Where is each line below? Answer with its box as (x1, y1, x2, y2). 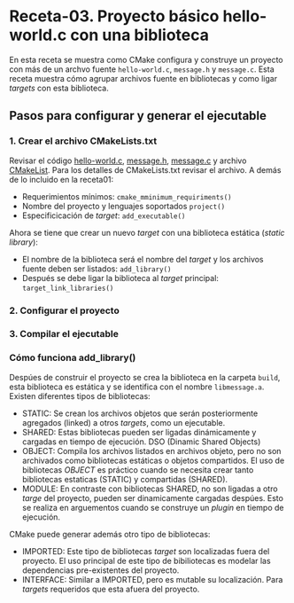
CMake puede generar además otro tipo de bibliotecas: (9, 529, 211, 539)
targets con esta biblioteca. (9, 82, 109, 93)
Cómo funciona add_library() (9, 352, 136, 364)
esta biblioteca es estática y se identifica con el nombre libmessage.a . (9, 381, 265, 392)
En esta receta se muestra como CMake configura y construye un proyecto (9, 54, 283, 65)
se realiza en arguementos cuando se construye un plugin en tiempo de (21, 502, 284, 513)
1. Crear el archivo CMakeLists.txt (9, 135, 158, 147)
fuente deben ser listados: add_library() (21, 263, 172, 274)
